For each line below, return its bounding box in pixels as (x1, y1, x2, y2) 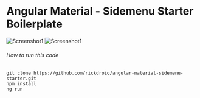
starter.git (6, 75, 36, 82)
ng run (6, 86, 23, 93)
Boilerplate (6, 17, 63, 31)
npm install (6, 81, 36, 87)
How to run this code (6, 51, 59, 58)
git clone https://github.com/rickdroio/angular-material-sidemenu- (6, 70, 184, 77)
